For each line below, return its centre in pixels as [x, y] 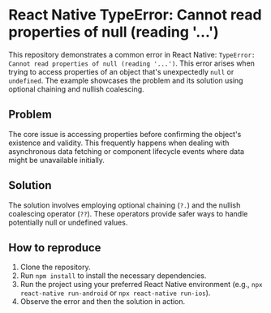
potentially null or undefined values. [68, 222]
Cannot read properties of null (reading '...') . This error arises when [132, 63]
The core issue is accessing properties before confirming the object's [125, 134]
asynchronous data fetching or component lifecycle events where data [127, 151]
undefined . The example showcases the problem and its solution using [126, 80]
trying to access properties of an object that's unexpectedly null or [121, 71]
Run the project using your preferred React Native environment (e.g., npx [141, 285]
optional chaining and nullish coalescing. [76, 89]
